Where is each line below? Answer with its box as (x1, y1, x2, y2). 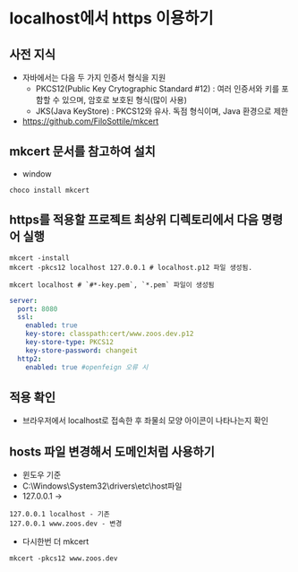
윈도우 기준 (21, 470, 62, 481)
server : (9, 296, 38, 305)
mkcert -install (9, 253, 70, 263)
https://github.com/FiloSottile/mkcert (21, 116, 159, 126)
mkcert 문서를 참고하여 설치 (9, 144, 157, 160)
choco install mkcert (9, 186, 90, 195)
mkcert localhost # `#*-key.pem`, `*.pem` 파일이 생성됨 (9, 280, 215, 290)
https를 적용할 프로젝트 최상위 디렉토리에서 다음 (9, 212, 260, 228)
